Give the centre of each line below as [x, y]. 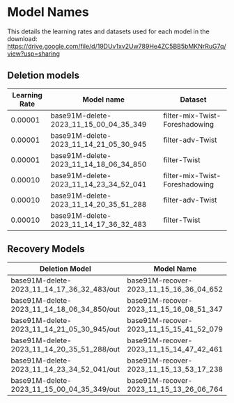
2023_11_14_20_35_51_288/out [65, 349]
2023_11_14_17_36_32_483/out [65, 289]
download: [22, 38]
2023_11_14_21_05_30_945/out [65, 329]
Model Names [48, 12]
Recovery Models [46, 249]
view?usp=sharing [34, 54]
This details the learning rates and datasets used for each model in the [109, 31]
